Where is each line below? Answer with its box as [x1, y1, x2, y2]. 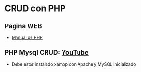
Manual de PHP [11, 35, 43, 40]
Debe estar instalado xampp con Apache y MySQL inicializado [11, 61, 136, 67]
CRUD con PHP [4, 3, 66, 14]
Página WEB [4, 22, 42, 30]
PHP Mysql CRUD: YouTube [4, 48, 89, 57]
